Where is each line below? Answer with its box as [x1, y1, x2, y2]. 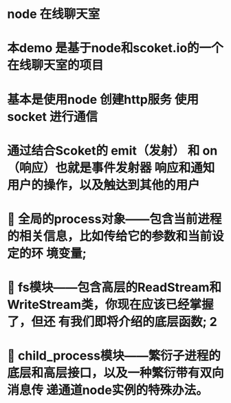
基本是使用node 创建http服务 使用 [7, 91, 199, 107]
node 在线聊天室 [7, 6, 100, 22]
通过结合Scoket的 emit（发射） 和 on [7, 142, 218, 158]
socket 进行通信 [7, 109, 98, 124]
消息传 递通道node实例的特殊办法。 [7, 382, 208, 398]
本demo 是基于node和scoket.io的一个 [7, 41, 223, 56]
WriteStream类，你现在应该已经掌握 [7, 297, 214, 313]
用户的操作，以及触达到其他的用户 [7, 177, 201, 193]
